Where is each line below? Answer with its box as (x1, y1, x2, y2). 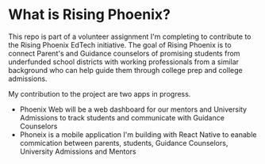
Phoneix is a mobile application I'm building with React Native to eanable (19, 129, 257, 139)
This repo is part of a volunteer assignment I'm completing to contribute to (8, 32, 252, 41)
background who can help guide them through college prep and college (8, 65, 244, 74)
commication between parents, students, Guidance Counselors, (19, 138, 229, 147)
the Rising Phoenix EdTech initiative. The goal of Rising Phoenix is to (8, 40, 232, 49)
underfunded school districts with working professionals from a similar (8, 57, 240, 67)
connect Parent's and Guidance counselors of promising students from (8, 48, 240, 58)
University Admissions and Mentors (19, 147, 136, 156)
